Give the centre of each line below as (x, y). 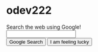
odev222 (29, 10)
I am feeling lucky (69, 42)
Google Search (26, 42)
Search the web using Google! (44, 27)
